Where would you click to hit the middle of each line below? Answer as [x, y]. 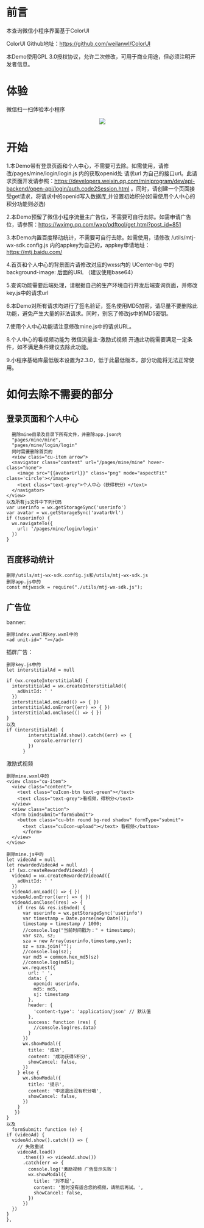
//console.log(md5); [48, 962]
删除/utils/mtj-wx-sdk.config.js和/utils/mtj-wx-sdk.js [77, 575]
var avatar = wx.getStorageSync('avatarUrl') [65, 513]
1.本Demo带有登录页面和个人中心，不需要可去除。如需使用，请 [85, 165]
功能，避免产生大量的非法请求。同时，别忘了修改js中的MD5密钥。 [89, 313]
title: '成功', [47, 1050]
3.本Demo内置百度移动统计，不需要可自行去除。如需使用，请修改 [88, 237]
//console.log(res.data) [65, 1028]
